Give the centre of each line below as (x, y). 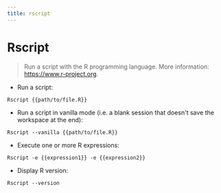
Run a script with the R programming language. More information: (116, 67)
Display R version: (43, 170)
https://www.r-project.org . (61, 73)
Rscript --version (33, 183)
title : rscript (29, 13)
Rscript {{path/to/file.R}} (47, 100)
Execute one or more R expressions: (68, 145)
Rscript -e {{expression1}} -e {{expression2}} (77, 158)
